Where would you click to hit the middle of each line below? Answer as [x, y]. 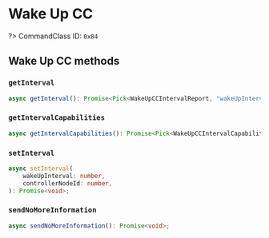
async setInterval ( [41, 169]
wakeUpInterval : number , [64, 176]
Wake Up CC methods [64, 61]
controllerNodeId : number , [68, 183]
